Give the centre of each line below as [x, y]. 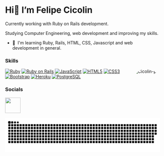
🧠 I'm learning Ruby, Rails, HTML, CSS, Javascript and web [72, 43]
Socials [14, 90]
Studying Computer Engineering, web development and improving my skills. [82, 33]
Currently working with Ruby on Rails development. [57, 24]
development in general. [37, 48]
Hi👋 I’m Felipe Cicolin [49, 10]
